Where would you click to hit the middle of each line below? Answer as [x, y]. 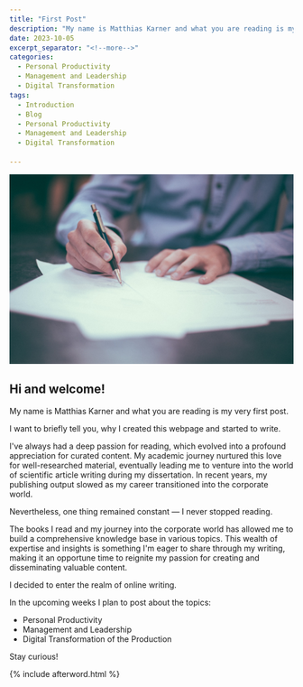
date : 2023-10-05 [42, 38]
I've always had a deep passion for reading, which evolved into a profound [148, 446]
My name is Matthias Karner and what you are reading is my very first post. [149, 411]
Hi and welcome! [57, 390]
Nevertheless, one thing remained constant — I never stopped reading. [141, 511]
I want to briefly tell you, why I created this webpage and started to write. [145, 428]
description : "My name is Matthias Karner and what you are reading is [147, 28]
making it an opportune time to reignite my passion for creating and [134, 557]
